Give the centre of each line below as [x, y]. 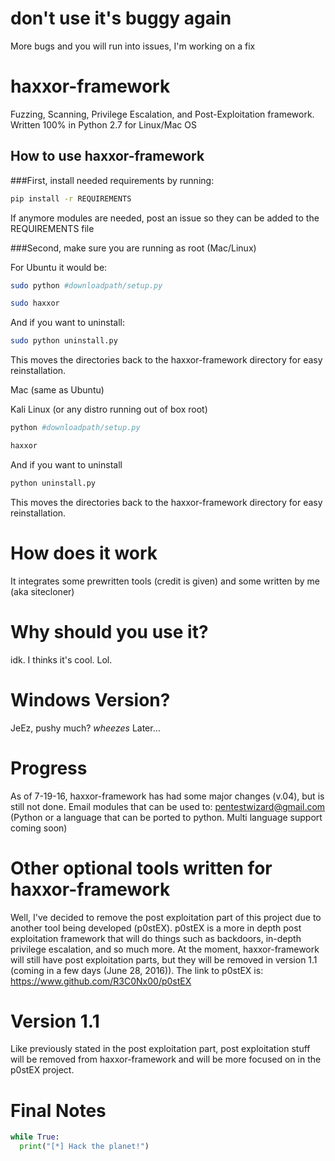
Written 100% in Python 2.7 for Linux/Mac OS [103, 124]
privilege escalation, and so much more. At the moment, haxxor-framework [165, 949]
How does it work [84, 553]
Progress [49, 768]
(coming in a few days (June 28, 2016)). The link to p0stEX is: [137, 970]
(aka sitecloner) [42, 591]
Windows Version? [90, 699]
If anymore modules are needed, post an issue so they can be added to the [165, 218]
